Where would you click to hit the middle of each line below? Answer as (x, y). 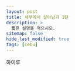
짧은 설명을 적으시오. (33, 28)
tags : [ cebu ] (22, 45)
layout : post (22, 12)
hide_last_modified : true (37, 39)
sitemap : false (25, 34)
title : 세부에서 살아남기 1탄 (37, 17)
